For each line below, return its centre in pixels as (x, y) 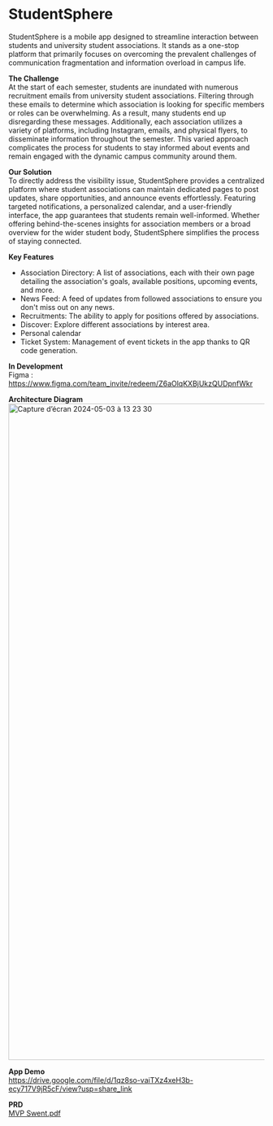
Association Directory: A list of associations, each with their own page (137, 273)
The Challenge (34, 78)
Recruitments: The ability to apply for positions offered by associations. (139, 316)
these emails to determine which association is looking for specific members (136, 104)
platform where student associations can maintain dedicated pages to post (134, 189)
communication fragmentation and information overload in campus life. (127, 63)
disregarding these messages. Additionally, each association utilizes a (126, 121)
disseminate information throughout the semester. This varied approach (129, 138)
